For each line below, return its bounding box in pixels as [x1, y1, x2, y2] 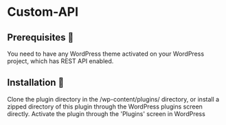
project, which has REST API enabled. [7, 57, 114, 65]
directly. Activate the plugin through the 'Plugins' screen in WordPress [7, 109, 206, 117]
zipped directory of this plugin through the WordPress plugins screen [7, 102, 203, 111]
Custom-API [7, 4, 79, 20]
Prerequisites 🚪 [7, 32, 74, 43]
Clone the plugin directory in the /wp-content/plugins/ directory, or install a [7, 95, 220, 103]
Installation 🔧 [7, 77, 65, 89]
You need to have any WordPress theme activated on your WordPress [7, 49, 205, 58]
